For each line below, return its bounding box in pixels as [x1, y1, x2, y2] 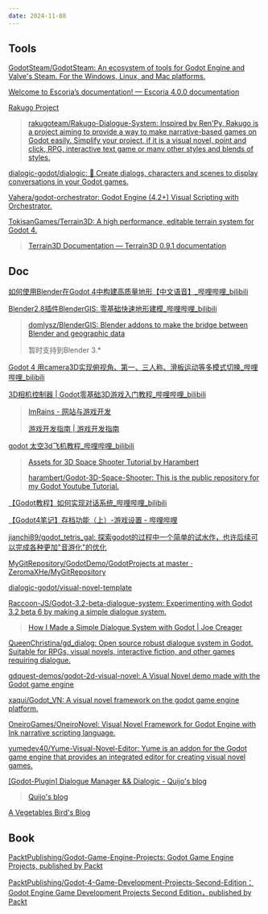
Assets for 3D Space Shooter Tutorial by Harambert [27, 457, 200, 467]
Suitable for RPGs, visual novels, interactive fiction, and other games [8, 647, 236, 657]
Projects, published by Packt [8, 861, 103, 871]
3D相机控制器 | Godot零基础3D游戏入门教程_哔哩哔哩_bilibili [8, 390, 207, 399]
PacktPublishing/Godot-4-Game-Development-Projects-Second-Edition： [8, 878, 254, 887]
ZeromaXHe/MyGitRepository [8, 567, 106, 577]
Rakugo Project [8, 102, 60, 113]
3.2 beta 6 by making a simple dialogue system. [8, 607, 167, 617]
